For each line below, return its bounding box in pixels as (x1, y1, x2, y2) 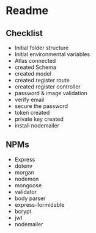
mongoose (14, 181, 42, 189)
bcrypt (14, 207, 32, 215)
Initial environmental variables (14, 51, 90, 58)
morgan (14, 168, 35, 176)
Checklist (6, 28, 43, 38)
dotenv (14, 162, 33, 170)
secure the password (14, 102, 68, 110)
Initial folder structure (14, 44, 69, 51)
